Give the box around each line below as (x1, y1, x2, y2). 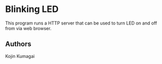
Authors (5, 40, 32, 48)
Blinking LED (5, 3, 59, 15)
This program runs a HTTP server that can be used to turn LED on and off (5, 20, 157, 26)
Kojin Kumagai (5, 53, 35, 59)
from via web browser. (5, 25, 52, 31)
